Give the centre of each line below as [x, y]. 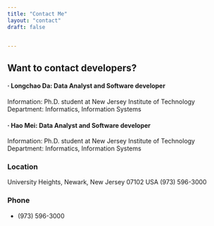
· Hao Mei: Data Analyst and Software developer [79, 125]
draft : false [26, 27]
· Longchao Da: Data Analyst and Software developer [86, 86]
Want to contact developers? [72, 68]
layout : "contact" [34, 20]
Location [23, 167]
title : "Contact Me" [38, 14]
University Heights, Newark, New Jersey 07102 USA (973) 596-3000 [107, 182]
